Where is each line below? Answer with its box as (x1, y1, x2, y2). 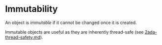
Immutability (5, 3, 58, 15)
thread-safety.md (5, 34, 41, 40)
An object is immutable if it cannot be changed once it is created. (5, 20, 137, 25)
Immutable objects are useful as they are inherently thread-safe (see (5, 29, 144, 35)
